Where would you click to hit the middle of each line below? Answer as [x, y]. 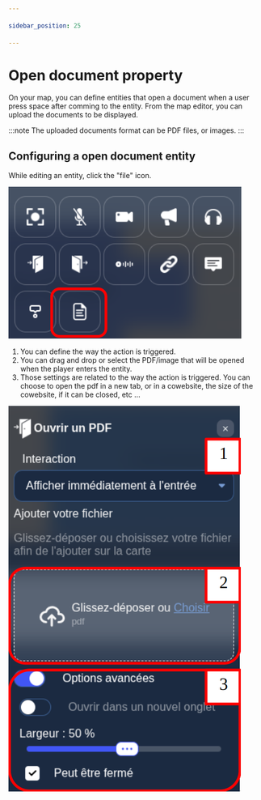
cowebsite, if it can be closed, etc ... [80, 395]
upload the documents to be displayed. [74, 115]
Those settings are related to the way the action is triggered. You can [135, 377]
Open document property [96, 75]
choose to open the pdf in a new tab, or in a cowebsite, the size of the [137, 386]
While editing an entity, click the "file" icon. [80, 176]
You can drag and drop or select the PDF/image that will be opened [132, 360]
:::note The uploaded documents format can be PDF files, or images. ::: [126, 130]
